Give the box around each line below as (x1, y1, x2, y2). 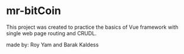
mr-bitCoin (6, 4, 61, 18)
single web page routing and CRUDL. (6, 29, 97, 36)
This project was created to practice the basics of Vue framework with (6, 23, 179, 31)
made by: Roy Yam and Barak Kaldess (6, 41, 99, 48)
